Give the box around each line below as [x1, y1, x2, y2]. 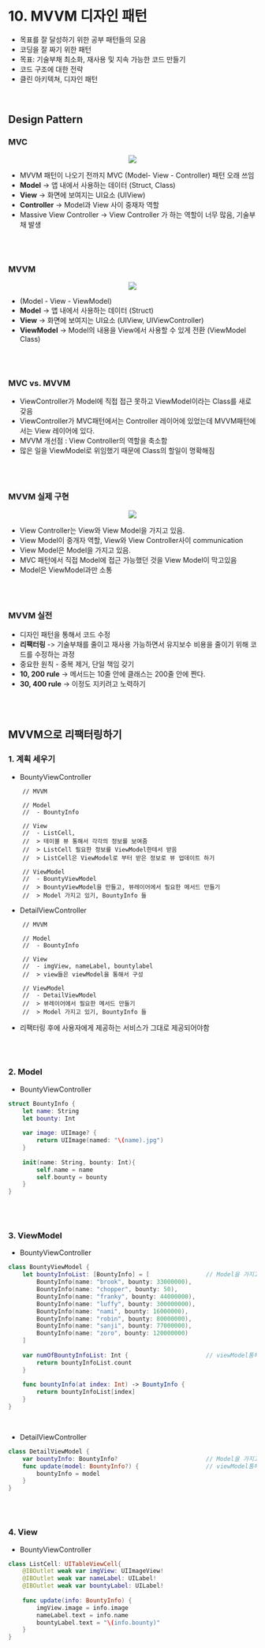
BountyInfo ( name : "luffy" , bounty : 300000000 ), [36, 1300, 196, 1308]
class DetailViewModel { [8, 1448, 90, 1455]
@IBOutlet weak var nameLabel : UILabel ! [22, 1575, 157, 1582]
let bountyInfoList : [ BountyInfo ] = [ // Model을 [22, 1271, 241, 1279]
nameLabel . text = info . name [36, 1611, 129, 1619]
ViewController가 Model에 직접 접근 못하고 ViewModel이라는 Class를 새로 [19, 396, 252, 406]
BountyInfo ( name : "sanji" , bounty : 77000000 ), [36, 1322, 192, 1330]
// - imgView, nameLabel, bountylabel [22, 962, 154, 970]
